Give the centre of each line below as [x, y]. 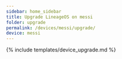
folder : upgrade [26, 22]
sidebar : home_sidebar [34, 11]
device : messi [23, 33]
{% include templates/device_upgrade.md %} [61, 50]
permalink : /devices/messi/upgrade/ [51, 28]
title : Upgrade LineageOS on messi [50, 17]
